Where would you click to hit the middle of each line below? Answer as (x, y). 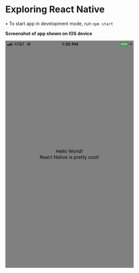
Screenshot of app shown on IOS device (49, 33)
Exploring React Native (55, 9)
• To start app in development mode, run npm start (59, 24)
